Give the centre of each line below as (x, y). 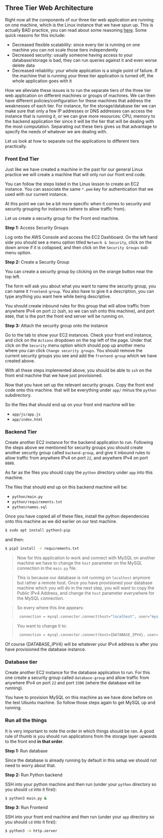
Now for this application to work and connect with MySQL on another (86, 558)
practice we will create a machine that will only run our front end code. (76, 175)
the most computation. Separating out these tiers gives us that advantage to (81, 126)
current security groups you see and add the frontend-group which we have (81, 356)
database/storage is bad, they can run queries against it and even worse (84, 60)
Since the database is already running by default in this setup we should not (81, 760)
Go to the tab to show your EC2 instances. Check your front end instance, (79, 335)
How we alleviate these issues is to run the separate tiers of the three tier (78, 90)
